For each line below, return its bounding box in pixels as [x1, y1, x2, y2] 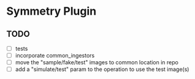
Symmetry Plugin [6, 4, 97, 18]
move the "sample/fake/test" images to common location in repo [15, 59, 179, 66]
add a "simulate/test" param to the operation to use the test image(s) [15, 66, 189, 73]
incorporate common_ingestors [15, 52, 95, 59]
